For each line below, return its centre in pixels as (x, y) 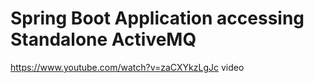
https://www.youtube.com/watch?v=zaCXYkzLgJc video (127, 67)
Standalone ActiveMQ (103, 39)
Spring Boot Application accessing (157, 18)
